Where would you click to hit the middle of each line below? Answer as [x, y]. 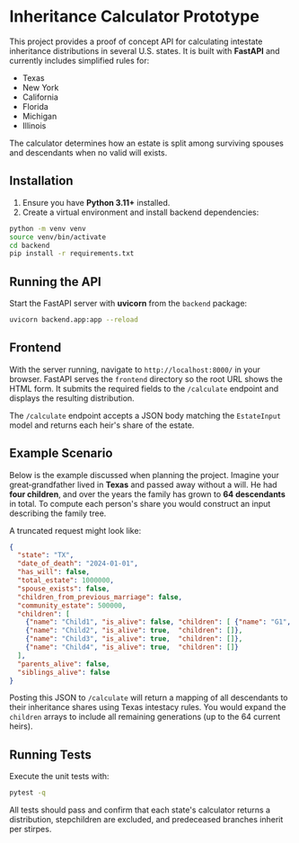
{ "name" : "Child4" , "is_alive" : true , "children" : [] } [132, 648]
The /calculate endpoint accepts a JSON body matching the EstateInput [145, 415]
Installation [41, 181]
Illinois [34, 125]
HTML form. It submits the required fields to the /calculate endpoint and [144, 388]
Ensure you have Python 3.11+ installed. [96, 202]
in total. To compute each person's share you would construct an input [140, 503]
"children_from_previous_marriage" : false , [100, 597]
